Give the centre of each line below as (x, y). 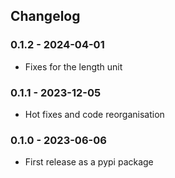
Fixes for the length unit (73, 66)
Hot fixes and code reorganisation (94, 114)
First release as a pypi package (89, 162)
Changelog (45, 16)
